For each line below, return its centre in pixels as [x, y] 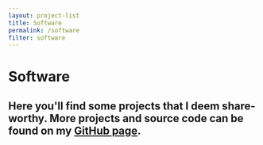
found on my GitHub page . [75, 130]
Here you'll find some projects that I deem [114, 106]
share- [239, 106]
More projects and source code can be [147, 118]
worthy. [28, 118]
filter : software [37, 38]
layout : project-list [44, 15]
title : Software [35, 23]
